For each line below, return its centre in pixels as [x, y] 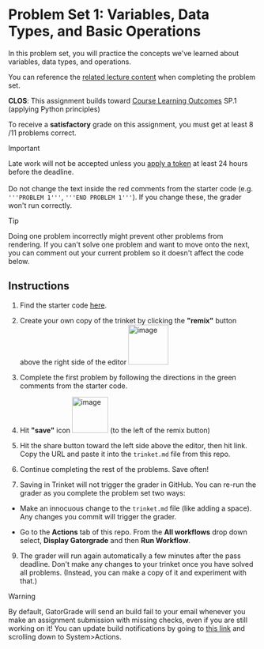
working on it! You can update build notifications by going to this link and [126, 628]
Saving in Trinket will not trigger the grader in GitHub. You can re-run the [138, 485]
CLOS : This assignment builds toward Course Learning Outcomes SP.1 [123, 100]
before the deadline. [41, 172]
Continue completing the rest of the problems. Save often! [114, 469]
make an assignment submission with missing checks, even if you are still [128, 620]
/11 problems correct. [42, 133]
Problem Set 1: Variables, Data [109, 15]
